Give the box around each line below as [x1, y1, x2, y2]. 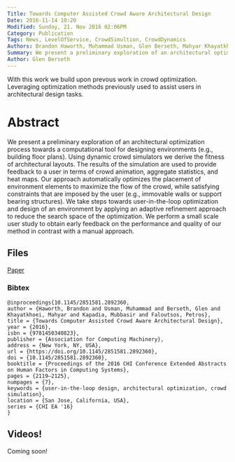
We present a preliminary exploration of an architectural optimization [7, 137, 205, 146]
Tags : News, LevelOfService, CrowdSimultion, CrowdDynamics [7, 36, 187, 43]
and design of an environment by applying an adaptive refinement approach [7, 204, 227, 213]
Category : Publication [7, 29, 73, 37]
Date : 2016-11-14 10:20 [7, 17, 77, 24]
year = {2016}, [7, 323, 52, 330]
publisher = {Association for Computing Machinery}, [7, 335, 164, 343]
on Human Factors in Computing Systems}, [7, 366, 130, 373]
